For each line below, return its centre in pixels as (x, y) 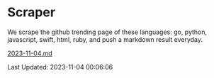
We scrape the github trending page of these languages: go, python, (107, 32)
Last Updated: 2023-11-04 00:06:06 (60, 67)
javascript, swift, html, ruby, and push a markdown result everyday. (105, 39)
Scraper (31, 12)
